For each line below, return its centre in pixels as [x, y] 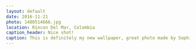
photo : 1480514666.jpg [34, 22]
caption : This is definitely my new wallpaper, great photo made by [91, 38]
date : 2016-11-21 [27, 17]
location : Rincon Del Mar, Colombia [50, 27]
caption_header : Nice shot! [40, 33]
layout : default [26, 11]
